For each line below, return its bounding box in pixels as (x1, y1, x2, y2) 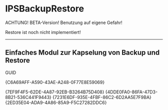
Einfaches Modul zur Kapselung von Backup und (5, 48, 160, 57)
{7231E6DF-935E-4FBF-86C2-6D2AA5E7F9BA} (52, 94, 151, 100)
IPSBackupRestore (5, 3, 84, 14)
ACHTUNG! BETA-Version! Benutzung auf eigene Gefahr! (5, 19, 122, 25)
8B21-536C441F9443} (5, 94, 51, 100)
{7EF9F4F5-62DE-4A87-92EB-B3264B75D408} (5, 88, 104, 95)
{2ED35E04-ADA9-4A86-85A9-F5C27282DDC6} (5, 99, 107, 105)
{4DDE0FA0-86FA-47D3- (105, 88, 158, 95)
